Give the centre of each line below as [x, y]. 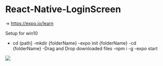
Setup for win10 [22, 33]
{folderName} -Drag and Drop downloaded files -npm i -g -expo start [85, 48]
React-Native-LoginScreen [63, 9]
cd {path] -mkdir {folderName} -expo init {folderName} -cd [74, 43]
